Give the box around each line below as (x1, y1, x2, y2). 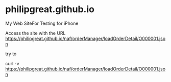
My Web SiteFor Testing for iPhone (5, 20, 79, 26)
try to (5, 51, 17, 57)
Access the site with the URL (5, 30, 66, 36)
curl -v (5, 60, 19, 66)
